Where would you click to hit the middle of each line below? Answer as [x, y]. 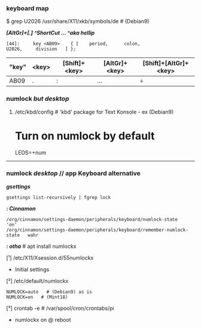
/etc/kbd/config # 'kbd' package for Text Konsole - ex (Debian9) [94, 112]
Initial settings [32, 269]
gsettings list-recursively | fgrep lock [59, 197]
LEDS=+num [31, 152]
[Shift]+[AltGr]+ [166, 63]
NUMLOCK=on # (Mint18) [37, 297]
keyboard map [28, 8]
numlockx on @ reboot [43, 319]
